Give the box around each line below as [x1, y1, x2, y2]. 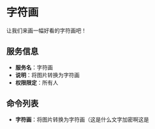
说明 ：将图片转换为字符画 [15, 71, 80, 78]
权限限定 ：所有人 [15, 78, 59, 86]
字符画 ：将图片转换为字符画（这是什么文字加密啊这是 [15, 116, 150, 123]
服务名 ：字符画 [15, 63, 53, 71]
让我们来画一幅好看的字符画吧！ [6, 27, 87, 34]
